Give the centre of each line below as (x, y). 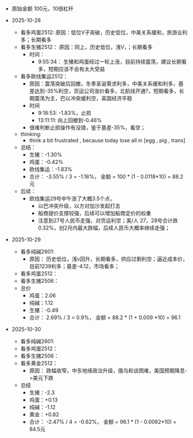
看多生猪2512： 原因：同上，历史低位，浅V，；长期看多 (87, 47)
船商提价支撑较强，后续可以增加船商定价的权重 (94, 213)
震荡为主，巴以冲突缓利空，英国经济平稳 (83, 98)
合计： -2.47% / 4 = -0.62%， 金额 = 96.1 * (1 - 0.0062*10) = (103, 422)
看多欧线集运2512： (44, 76)
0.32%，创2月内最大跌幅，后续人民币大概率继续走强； (104, 228)
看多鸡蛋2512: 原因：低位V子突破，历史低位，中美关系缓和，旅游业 (101, 32)
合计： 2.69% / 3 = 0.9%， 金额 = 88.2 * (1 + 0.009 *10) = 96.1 (105, 317)
